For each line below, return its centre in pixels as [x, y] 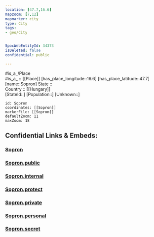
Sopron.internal [24, 176]
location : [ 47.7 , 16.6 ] [28, 10]
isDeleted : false [23, 50]
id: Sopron [16, 103]
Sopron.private [24, 203]
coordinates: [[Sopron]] [31, 107]
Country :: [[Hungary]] [28, 89]
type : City [16, 23]
